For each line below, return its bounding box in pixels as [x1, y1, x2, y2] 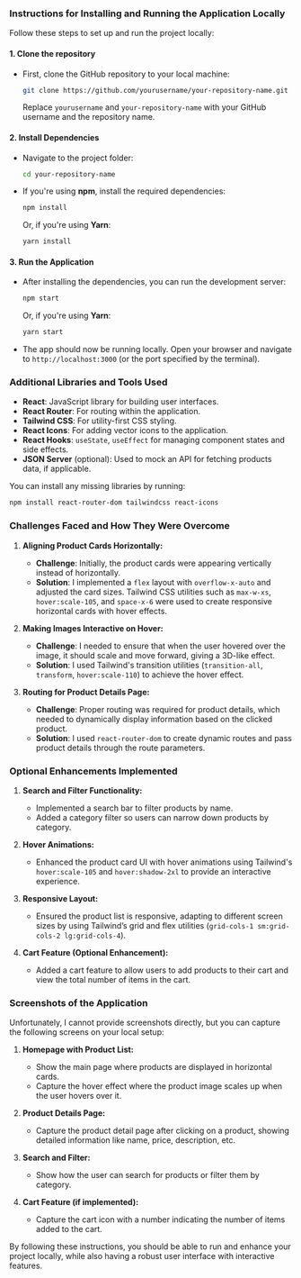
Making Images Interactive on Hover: [22, 622, 164, 633]
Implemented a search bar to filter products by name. [35, 802, 234, 813]
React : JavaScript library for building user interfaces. [22, 396, 219, 407]
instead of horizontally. [35, 566, 121, 578]
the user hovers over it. [35, 1091, 122, 1101]
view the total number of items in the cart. [35, 974, 191, 984]
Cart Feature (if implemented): [22, 1197, 139, 1208]
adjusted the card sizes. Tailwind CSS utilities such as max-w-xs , [35, 586, 271, 597]
